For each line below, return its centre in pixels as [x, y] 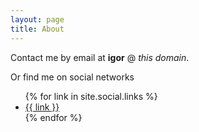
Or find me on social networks [72, 77]
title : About [37, 29]
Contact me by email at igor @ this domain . [100, 57]
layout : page [37, 19]
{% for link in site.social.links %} [91, 96]
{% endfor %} [53, 117]
